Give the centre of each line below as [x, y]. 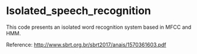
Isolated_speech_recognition [79, 11]
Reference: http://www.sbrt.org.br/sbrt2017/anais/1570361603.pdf [86, 45]
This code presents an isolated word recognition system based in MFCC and [99, 27]
